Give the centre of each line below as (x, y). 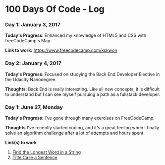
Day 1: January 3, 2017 (33, 25)
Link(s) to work (21, 143)
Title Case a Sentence (35, 158)
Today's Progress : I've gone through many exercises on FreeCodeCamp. (80, 118)
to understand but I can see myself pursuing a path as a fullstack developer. (82, 94)
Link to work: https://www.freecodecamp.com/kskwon (61, 50)
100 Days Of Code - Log (55, 9)
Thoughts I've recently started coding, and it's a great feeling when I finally (82, 128)
